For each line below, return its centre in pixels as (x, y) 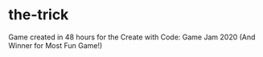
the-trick (39, 15)
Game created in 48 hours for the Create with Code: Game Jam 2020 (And (132, 37)
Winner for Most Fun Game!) (55, 45)
